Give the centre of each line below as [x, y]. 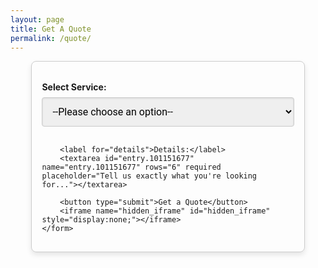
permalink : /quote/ [51, 38]
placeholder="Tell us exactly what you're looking [149, 176]
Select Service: [74, 87]
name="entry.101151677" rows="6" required [131, 167]
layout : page [37, 19]
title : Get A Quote [51, 29]
